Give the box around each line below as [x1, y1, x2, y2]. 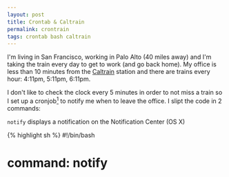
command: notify [7, 156, 108, 171]
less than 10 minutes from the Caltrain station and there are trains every [7, 68, 210, 76]
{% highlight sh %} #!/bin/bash [7, 131, 95, 139]
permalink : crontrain [7, 26, 70, 32]
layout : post [7, 11, 45, 18]
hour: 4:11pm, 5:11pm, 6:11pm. [7, 75, 91, 83]
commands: [7, 104, 41, 112]
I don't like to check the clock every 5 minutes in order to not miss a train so [7, 88, 223, 97]
